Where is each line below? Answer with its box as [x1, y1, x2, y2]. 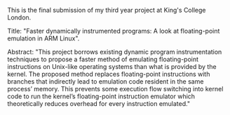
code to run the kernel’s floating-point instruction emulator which [7, 92, 195, 100]
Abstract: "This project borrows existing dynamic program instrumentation [7, 48, 222, 56]
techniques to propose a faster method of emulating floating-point [7, 55, 198, 63]
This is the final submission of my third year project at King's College [7, 6, 206, 14]
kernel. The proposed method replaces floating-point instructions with [7, 70, 210, 78]
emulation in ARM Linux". [7, 34, 80, 43]
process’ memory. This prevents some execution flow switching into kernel [7, 85, 224, 93]
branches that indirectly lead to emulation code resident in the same [7, 77, 204, 86]
